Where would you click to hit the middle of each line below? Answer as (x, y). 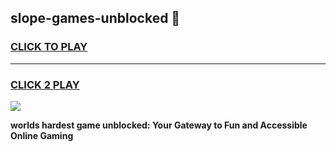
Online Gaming (42, 135)
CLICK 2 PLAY (45, 84)
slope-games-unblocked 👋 (95, 18)
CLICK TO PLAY (49, 47)
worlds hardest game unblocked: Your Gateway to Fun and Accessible (159, 125)
